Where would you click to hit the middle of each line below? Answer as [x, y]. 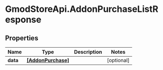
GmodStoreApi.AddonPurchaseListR [82, 9]
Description [88, 52]
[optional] [118, 60]
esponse [23, 20]
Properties [22, 38]
